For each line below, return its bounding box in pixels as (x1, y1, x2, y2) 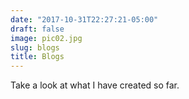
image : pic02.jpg (10, 33, 83, 43)
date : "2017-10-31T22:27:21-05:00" (10, 14, 159, 25)
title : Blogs (10, 52, 65, 62)
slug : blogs (10, 42, 60, 53)
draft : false (10, 24, 65, 34)
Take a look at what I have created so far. (10, 79, 180, 91)
